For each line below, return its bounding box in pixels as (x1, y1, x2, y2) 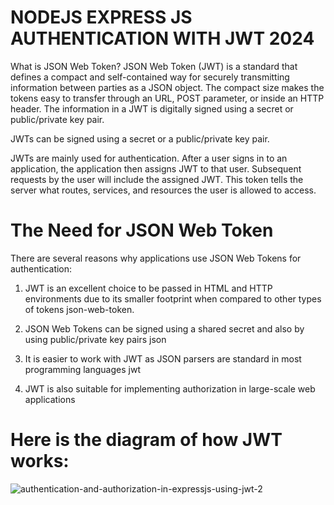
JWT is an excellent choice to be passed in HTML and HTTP (24, 282, 273, 294)
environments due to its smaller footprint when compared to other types (24, 292, 322, 305)
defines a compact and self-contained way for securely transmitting (10, 71, 290, 83)
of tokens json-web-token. (24, 303, 135, 315)
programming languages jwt (24, 363, 141, 375)
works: (10, 450, 70, 473)
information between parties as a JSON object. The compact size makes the (10, 81, 325, 93)
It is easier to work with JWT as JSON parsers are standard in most (24, 352, 302, 365)
